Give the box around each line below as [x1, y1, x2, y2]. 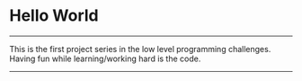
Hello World [9, 5, 99, 26]
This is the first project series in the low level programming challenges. [9, 43, 271, 54]
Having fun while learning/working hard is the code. [9, 53, 201, 64]
